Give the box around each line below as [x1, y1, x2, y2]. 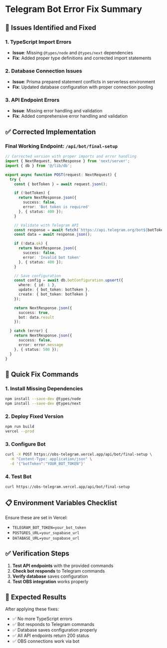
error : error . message [18, 342, 64, 347]
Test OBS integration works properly [12, 578, 88, 585]
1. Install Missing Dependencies [5, 385, 83, 392]
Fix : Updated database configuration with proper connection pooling [12, 84, 153, 90]
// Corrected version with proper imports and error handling [5, 154, 137, 159]
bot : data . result [18, 315, 55, 320]
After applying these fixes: [5, 606, 59, 612]
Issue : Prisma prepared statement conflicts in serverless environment [12, 79, 156, 85]
